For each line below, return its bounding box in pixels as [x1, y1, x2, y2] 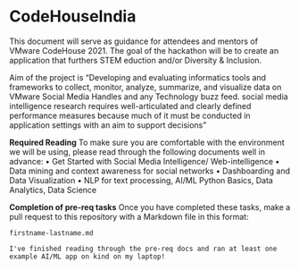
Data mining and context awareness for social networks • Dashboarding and [9, 165, 291, 176]
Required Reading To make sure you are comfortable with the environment [9, 137, 286, 148]
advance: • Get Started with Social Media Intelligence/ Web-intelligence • [9, 156, 280, 166]
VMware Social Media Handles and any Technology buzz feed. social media [9, 91, 288, 102]
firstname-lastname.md [9, 228, 94, 238]
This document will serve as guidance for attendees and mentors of [9, 36, 259, 46]
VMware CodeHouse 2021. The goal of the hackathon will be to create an [9, 45, 279, 55]
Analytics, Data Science [9, 184, 97, 195]
